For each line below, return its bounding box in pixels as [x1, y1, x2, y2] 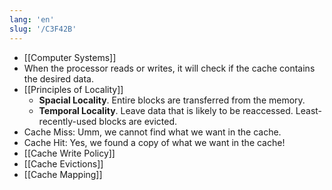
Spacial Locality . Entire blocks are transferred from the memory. [38, 94, 306, 106]
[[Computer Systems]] [23, 51, 117, 63]
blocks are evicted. [98, 115, 178, 127]
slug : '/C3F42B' [9, 24, 77, 34]
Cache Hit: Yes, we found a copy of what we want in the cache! [23, 136, 286, 148]
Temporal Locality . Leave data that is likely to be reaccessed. [38, 104, 294, 116]
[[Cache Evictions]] [23, 157, 104, 170]
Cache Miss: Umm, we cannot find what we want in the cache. [23, 126, 282, 138]
